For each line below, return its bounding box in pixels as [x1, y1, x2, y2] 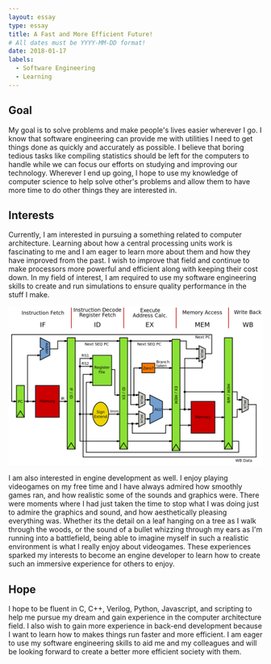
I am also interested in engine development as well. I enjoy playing [8, 473, 228, 483]
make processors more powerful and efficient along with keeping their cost [8, 264, 258, 274]
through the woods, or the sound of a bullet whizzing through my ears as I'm [8, 525, 263, 535]
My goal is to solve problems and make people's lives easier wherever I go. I [8, 125, 262, 135]
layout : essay [8, 13, 56, 21]
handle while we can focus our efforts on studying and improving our [8, 159, 238, 169]
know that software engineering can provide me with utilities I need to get [8, 133, 253, 143]
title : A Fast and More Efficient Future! [8, 30, 153, 38]
